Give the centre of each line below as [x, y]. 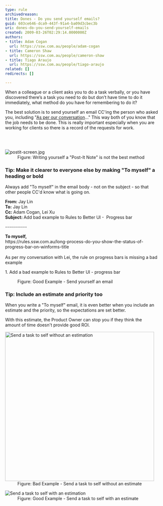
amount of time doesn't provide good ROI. [47, 325]
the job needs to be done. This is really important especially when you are [80, 122]
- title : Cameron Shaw [28, 51]
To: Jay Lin [16, 207]
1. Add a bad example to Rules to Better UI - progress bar [63, 272]
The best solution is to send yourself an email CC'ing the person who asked [81, 112]
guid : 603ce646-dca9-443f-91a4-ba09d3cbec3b [51, 23]
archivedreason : [22, 14]
